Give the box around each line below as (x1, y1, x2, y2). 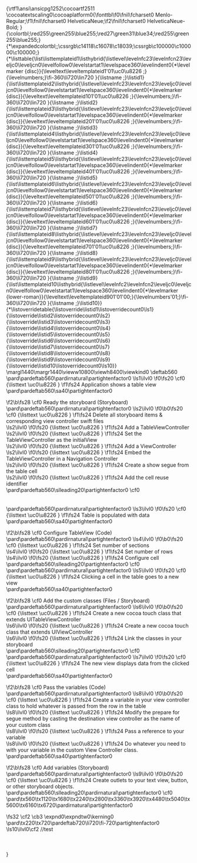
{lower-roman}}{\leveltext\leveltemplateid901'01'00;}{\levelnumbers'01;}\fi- (6, 293, 189, 300)
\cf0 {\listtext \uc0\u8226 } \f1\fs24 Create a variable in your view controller (6, 696, 190, 703)
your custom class (6, 721, 51, 728)
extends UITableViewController (6, 616, 81, 623)
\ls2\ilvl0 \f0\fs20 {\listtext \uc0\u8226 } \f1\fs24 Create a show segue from (6, 461, 189, 468)
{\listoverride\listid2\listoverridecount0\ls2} (6, 312, 111, 319)
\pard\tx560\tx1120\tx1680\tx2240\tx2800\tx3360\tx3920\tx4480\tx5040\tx (6, 796, 191, 802)
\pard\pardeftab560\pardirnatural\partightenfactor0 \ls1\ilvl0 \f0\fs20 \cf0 (6, 375, 185, 382)
